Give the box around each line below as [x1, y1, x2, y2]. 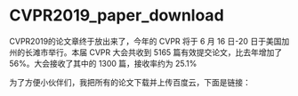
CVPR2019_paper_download [9, 5, 224, 26]
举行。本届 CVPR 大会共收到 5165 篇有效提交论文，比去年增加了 [47, 46, 283, 58]
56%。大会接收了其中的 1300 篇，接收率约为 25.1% [9, 58, 197, 68]
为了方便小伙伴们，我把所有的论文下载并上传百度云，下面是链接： [9, 76, 251, 87]
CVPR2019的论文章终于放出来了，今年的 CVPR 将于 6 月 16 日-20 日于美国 [9, 36, 282, 46]
